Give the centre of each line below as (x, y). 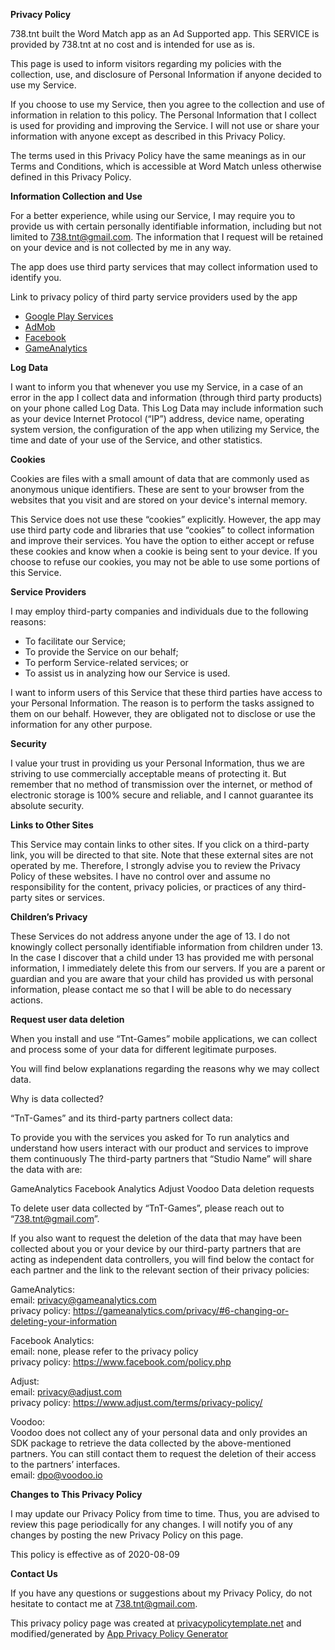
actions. (26, 1000)
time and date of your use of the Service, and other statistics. (136, 440)
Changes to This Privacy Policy (76, 1494)
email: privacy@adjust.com (66, 1392)
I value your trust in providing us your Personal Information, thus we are (157, 763)
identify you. (36, 277)
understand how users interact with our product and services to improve (159, 1148)
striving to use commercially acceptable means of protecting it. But (148, 773)
